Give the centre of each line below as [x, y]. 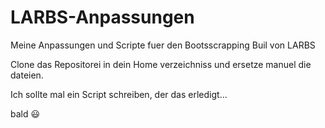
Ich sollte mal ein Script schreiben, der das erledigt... [119, 94]
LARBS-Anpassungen [102, 17]
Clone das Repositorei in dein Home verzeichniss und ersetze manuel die [161, 64]
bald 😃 [25, 113]
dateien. [27, 75]
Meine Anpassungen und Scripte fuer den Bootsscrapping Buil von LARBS [163, 45]
